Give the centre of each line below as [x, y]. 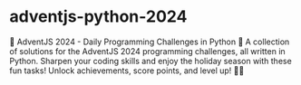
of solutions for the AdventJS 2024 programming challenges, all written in [147, 51]
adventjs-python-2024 [98, 17]
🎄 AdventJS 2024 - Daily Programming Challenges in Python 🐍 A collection [150, 42]
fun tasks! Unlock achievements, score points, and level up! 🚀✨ [127, 71]
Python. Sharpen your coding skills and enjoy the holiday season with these [150, 61]
